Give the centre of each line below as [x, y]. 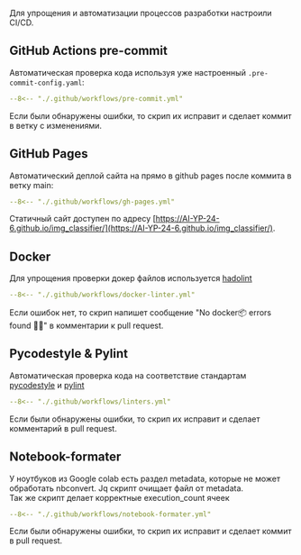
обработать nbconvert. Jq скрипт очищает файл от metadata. [127, 488]
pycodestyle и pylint [47, 385]
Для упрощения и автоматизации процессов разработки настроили [141, 13]
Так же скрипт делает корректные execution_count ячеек [119, 497]
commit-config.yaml [46, 83]
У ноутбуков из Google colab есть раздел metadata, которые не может [145, 478]
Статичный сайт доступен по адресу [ [82, 219]
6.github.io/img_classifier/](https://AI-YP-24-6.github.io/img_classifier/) [141, 228]
